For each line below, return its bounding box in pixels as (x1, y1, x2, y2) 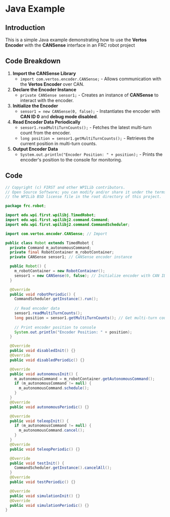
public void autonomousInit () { (10, 371, 78, 376)
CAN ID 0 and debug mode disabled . (20, 113, 98, 119)
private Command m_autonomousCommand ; (10, 245, 92, 250)
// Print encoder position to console (14, 325, 96, 330)
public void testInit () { (10, 461, 65, 466)
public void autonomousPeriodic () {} (10, 404, 90, 409)
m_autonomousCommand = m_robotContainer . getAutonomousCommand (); (14, 376, 155, 381)
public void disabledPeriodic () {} (10, 358, 85, 363)
